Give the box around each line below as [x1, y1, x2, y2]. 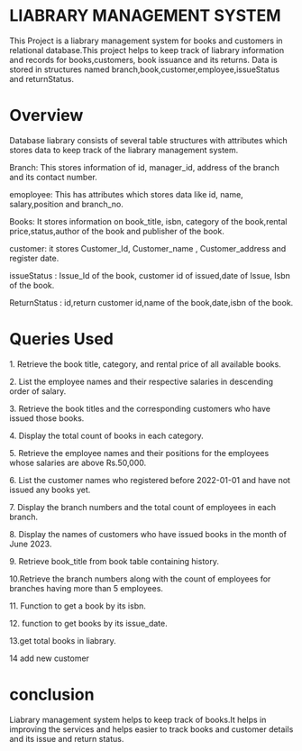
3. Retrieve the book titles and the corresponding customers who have [9, 403, 270, 414]
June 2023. [9, 538, 52, 549]
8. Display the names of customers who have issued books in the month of [9, 528, 287, 539]
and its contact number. [9, 171, 97, 182]
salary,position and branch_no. [9, 198, 124, 209]
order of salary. [9, 385, 67, 397]
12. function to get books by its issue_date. [9, 618, 169, 628]
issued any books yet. [9, 484, 91, 495]
